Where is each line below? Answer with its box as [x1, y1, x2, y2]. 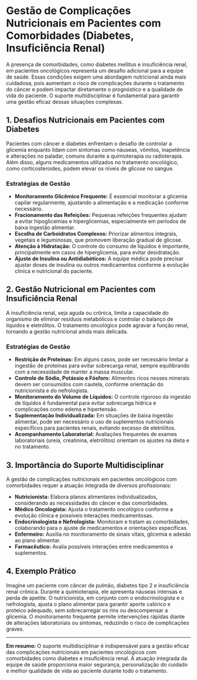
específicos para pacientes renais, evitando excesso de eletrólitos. [14, 424, 176, 431]
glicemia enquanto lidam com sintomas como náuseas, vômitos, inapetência [6, 146, 191, 153]
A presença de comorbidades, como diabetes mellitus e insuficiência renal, [6, 60, 188, 68]
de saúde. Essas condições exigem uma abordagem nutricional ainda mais [6, 73, 186, 80]
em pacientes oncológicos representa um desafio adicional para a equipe [6, 67, 184, 74]
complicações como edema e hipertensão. [14, 406, 118, 413]
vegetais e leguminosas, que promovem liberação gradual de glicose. [14, 236, 183, 244]
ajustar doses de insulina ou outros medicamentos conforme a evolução [14, 261, 189, 268]
